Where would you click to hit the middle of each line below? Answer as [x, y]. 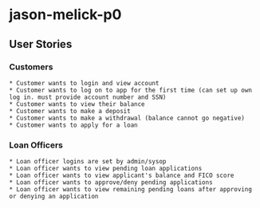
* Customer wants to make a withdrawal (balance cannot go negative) [127, 118]
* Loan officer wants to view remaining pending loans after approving [130, 190]
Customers [31, 67]
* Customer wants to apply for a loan [73, 125]
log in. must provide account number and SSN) [88, 97]
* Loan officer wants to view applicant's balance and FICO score [122, 176]
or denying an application [54, 197]
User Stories [41, 44]
